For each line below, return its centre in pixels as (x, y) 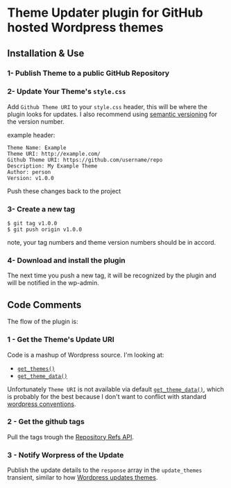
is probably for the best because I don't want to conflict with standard (107, 396)
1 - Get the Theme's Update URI (61, 340)
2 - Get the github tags (46, 422)
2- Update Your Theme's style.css (67, 92)
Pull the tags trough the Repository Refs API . (70, 437)
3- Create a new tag (41, 209)
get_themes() (36, 369)
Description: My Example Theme (52, 166)
